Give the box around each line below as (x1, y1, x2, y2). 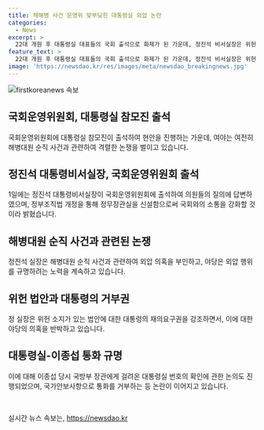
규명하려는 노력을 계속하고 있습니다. (16, 267, 126, 276)
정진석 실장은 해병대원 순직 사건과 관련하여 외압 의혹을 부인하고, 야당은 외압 (8, 257, 239, 267)
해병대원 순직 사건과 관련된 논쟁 (8, 235, 152, 248)
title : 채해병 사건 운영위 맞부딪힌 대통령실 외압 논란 (8, 11, 162, 20)
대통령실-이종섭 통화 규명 (8, 349, 123, 363)
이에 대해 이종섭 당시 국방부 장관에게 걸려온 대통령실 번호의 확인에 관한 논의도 (8, 371, 245, 381)
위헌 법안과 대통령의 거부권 (8, 292, 130, 305)
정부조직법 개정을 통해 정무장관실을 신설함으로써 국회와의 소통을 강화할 (31, 199, 247, 209)
